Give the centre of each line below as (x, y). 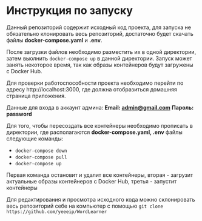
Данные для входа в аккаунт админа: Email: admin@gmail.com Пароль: (100, 107)
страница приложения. (36, 96)
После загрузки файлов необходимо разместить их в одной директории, (101, 51)
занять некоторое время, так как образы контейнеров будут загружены (100, 65)
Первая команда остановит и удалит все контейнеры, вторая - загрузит (100, 175)
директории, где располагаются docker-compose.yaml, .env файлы (95, 132)
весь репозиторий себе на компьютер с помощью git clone (85, 206)
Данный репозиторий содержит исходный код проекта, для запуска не (99, 27)
